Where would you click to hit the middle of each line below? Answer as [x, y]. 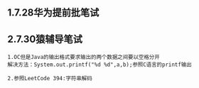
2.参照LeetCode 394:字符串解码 [50, 79]
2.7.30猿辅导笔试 [45, 39]
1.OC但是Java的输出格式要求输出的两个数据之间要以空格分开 [84, 57]
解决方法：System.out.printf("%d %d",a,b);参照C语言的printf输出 [99, 65]
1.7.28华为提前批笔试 [53, 13]
